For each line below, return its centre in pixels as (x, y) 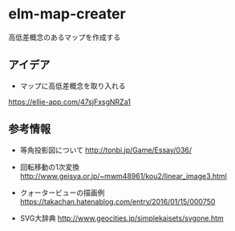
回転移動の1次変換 (50, 167)
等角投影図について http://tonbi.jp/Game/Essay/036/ (106, 150)
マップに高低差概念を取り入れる (73, 86)
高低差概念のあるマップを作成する (65, 37)
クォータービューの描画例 (62, 192)
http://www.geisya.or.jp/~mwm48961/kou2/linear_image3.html (123, 176)
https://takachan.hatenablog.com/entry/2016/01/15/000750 (118, 201)
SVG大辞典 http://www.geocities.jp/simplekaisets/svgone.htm (122, 218)
